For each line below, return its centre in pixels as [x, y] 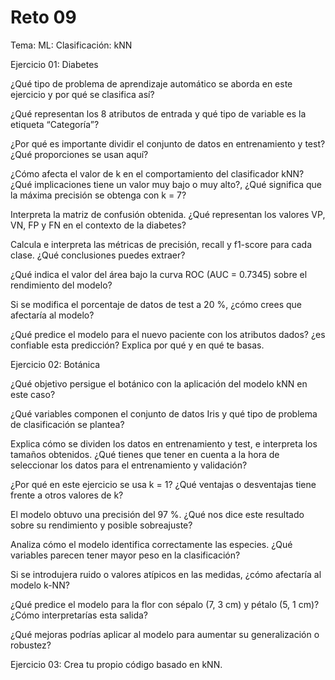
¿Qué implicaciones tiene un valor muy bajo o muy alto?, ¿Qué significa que [166, 184]
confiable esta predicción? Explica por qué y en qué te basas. [137, 345]
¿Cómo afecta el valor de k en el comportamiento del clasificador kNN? [157, 173]
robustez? [31, 645]
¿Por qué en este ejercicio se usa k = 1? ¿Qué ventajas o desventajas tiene [163, 484]
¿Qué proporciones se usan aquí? [79, 154]
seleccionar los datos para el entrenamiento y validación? [129, 465]
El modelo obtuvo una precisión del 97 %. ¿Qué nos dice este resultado [157, 514]
